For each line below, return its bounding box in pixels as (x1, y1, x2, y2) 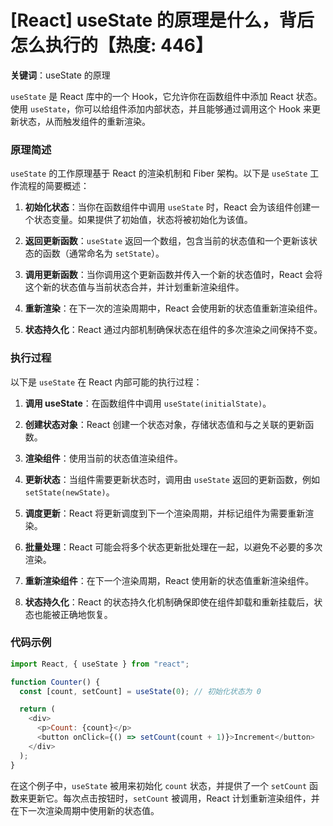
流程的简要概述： (18, 180, 90, 192)
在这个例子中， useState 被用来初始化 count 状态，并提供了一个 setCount (10, 779, 308, 791)
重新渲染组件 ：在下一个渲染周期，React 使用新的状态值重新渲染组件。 (24, 574, 315, 586)
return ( (19, 704, 56, 715)
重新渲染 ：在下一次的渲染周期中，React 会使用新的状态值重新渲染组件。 (24, 302, 323, 315)
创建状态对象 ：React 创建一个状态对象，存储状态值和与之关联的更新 (24, 418, 306, 430)
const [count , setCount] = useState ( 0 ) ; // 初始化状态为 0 (19, 686, 262, 696)
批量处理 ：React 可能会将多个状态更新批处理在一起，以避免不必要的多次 (24, 541, 323, 553)
